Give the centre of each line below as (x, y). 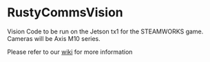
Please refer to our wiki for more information (70, 52)
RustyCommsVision (65, 13)
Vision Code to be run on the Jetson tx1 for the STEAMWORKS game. (105, 31)
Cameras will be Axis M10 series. (54, 38)
